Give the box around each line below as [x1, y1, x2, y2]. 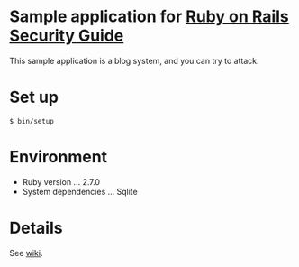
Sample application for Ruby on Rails [9, 6, 290, 27]
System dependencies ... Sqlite [22, 186, 138, 197]
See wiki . [9, 247, 43, 258]
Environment [9, 147, 108, 168]
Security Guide [9, 25, 124, 46]
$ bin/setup [9, 116, 54, 125]
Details [9, 218, 63, 238]
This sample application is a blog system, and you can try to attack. [9, 55, 259, 66]
